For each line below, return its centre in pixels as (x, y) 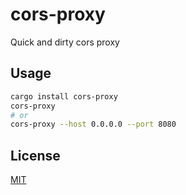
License (35, 155)
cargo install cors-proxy (64, 96)
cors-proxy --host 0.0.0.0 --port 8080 (93, 124)
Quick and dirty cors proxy (65, 42)
